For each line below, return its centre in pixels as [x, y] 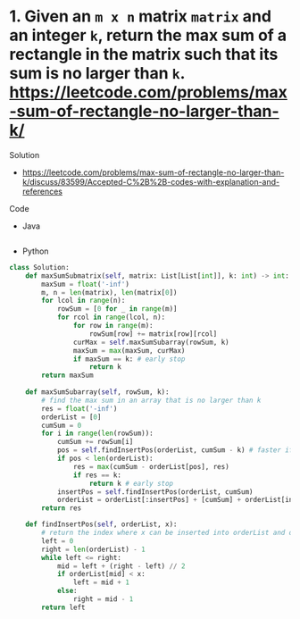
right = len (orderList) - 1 [93, 549]
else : [67, 591]
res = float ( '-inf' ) [79, 408]
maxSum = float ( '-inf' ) [85, 284]
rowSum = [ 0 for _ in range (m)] [117, 309]
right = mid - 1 [103, 599]
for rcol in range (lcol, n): [111, 318]
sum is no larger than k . [97, 74]
